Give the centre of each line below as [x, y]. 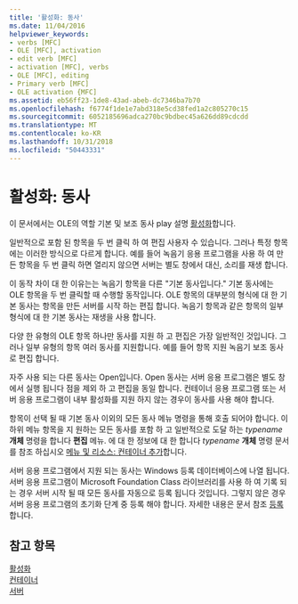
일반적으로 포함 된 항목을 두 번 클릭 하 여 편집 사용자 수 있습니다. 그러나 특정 [141, 242]
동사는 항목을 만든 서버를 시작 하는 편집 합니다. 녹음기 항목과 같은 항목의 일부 [151, 306]
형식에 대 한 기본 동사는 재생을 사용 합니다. [83, 316]
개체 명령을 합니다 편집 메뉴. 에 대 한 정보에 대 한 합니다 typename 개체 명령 [141, 440]
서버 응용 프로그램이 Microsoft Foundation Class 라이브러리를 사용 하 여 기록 [144, 481]
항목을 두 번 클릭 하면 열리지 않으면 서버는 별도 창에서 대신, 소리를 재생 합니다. [153, 265]
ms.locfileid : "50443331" [57, 150]
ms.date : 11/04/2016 [48, 26]
